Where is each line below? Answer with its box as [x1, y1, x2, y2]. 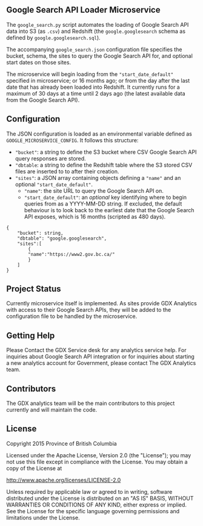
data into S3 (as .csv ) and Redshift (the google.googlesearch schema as [6, 27, 186, 35]
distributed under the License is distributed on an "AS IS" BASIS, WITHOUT [6, 494, 194, 502]
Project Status [6, 284, 62, 294]
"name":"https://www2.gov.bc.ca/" [28, 251, 115, 257]
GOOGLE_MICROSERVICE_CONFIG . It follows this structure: [6, 136, 139, 144]
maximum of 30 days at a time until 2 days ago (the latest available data [6, 89, 186, 97]
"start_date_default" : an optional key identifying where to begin [24, 193, 187, 201]
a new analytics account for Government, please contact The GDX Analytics [6, 359, 196, 367]
